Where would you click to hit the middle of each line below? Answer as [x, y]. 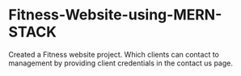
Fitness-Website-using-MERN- [115, 15]
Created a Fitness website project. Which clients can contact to [114, 54]
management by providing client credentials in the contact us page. [120, 63]
